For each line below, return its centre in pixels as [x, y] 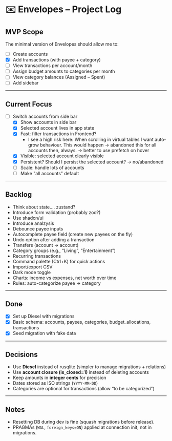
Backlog [19, 195]
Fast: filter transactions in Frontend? [58, 134]
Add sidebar [26, 83]
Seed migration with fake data [44, 333]
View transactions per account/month [52, 66]
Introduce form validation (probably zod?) [57, 212]
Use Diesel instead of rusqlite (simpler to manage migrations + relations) [89, 367]
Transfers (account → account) [46, 245]
